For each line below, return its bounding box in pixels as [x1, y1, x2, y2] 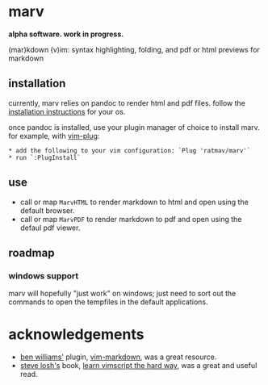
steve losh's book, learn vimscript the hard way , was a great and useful [19, 361, 258, 370]
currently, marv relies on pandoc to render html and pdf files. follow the [8, 98, 246, 107]
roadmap [8, 245, 55, 260]
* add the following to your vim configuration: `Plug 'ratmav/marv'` [8, 146, 251, 155]
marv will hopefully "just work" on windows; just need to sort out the [8, 289, 237, 299]
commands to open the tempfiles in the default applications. [8, 297, 208, 307]
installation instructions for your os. [8, 107, 126, 116]
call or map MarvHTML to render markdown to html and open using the [19, 197, 249, 207]
